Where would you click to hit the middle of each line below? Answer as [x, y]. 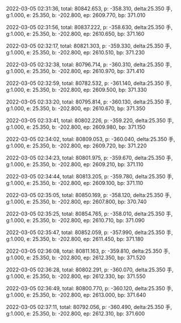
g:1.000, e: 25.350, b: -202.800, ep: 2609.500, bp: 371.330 [76, 90]
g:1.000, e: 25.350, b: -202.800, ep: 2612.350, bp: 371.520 [76, 257]
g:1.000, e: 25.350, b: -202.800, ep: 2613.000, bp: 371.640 [76, 295]
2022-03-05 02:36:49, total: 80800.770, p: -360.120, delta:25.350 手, [90, 288]
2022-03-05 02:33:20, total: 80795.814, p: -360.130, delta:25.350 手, [89, 102]
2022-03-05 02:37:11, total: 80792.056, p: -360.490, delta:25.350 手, [89, 307]
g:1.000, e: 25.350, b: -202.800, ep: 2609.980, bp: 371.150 [76, 127]
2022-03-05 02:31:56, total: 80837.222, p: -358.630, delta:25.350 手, [89, 27]
